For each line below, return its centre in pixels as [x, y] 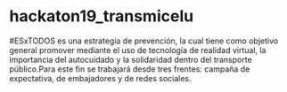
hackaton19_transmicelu [102, 16]
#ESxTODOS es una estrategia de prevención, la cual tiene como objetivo [144, 41]
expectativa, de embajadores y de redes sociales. [100, 78]
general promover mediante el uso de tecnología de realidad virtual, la [138, 50]
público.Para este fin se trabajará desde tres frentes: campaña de [130, 69]
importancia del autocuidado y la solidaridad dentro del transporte [131, 59]
